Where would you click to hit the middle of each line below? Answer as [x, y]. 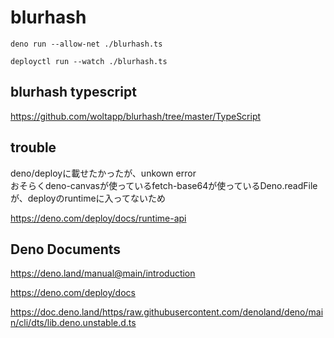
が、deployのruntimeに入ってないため [88, 198]
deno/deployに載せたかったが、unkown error [103, 173]
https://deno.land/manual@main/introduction [103, 273]
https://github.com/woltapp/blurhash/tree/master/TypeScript [136, 116]
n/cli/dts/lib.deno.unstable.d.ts [73, 323]
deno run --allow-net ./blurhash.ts [86, 44]
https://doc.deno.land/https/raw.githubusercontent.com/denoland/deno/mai [167, 312]
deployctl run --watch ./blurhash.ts [89, 61]
